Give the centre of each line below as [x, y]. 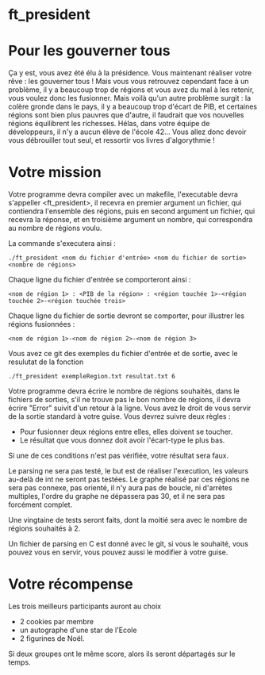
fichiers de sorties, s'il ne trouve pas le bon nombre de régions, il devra [125, 400]
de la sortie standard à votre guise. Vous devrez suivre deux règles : [119, 416]
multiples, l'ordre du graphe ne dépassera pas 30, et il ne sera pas [117, 497]
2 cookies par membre [56, 621]
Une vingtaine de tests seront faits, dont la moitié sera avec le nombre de [128, 520]
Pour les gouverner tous [89, 51]
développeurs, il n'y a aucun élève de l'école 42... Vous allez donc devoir [127, 132]
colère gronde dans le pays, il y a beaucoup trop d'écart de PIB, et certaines [133, 107]
